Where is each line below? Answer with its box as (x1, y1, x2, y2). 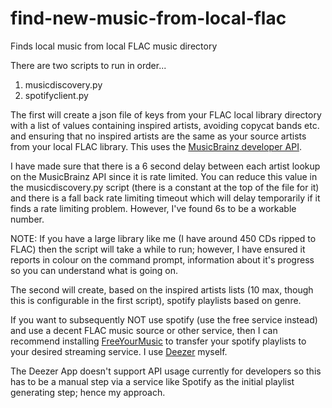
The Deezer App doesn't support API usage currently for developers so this (10, 365, 322, 377)
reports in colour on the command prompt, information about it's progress (10, 253, 315, 266)
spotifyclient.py (24, 89, 89, 101)
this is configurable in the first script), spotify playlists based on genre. (10, 294, 302, 306)
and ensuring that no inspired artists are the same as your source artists (10, 130, 307, 142)
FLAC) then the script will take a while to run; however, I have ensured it (10, 243, 306, 255)
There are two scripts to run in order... (10, 59, 167, 71)
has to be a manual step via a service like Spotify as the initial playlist (10, 375, 295, 387)
